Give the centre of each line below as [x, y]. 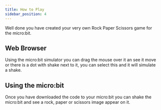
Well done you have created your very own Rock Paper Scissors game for [79, 28]
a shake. [13, 70]
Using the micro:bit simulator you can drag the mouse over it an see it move [80, 60]
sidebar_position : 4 [26, 14]
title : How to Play [25, 9]
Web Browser [26, 48]
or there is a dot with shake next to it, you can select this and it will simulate [80, 65]
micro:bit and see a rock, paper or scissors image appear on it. [68, 102]
